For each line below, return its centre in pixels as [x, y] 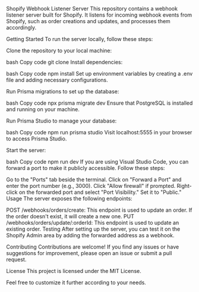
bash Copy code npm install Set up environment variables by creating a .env [99, 73]
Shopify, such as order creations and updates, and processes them [88, 21]
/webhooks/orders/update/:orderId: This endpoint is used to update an [93, 223]
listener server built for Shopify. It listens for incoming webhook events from [99, 15]
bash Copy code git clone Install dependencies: [64, 62]
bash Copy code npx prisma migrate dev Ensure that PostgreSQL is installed [99, 103]
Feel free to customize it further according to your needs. [76, 282]
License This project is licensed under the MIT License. [74, 271]
